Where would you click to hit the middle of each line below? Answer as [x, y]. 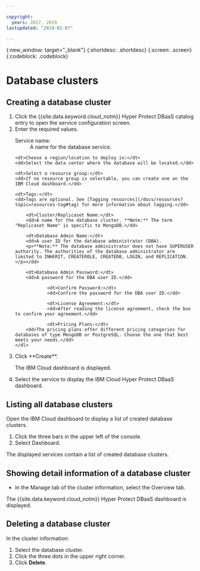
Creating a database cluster [59, 102]
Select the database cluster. [49, 550]
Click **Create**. [36, 356]
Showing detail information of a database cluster [99, 473]
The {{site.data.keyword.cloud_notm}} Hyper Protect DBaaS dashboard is [96, 499]
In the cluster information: [38, 538]
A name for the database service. [71, 147]
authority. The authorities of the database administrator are [95, 252]
